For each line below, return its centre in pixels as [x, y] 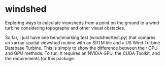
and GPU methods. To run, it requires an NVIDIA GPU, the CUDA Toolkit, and [82, 53]
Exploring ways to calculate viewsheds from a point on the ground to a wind [82, 23]
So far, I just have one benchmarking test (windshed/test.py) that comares [80, 37]
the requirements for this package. [40, 58]
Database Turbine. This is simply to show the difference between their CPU [81, 48]
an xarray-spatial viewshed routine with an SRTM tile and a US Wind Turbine [82, 42]
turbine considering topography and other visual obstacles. [65, 28]
